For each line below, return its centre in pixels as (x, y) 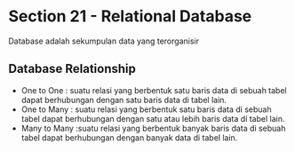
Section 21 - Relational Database (130, 16)
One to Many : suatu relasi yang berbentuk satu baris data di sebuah (146, 109)
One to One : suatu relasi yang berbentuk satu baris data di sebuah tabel (154, 90)
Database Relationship (72, 69)
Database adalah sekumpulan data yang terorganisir (104, 41)
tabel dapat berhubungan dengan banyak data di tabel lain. (129, 137)
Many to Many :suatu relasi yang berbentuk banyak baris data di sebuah (153, 128)
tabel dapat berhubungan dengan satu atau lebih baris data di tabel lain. (153, 118)
